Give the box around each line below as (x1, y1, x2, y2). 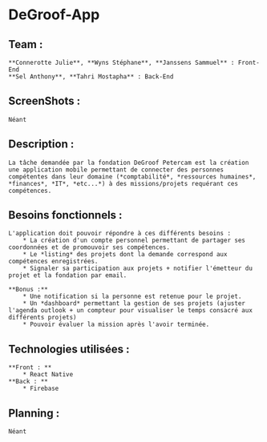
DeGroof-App (8, 6, 100, 24)
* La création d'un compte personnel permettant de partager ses (22, 236, 246, 245)
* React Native (22, 371, 74, 379)
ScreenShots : (8, 94, 81, 108)
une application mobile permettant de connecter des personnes (8, 166, 225, 174)
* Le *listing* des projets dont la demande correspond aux (22, 251, 228, 259)
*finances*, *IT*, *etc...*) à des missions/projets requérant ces (8, 179, 239, 187)
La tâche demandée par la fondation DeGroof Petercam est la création (8, 159, 249, 167)
